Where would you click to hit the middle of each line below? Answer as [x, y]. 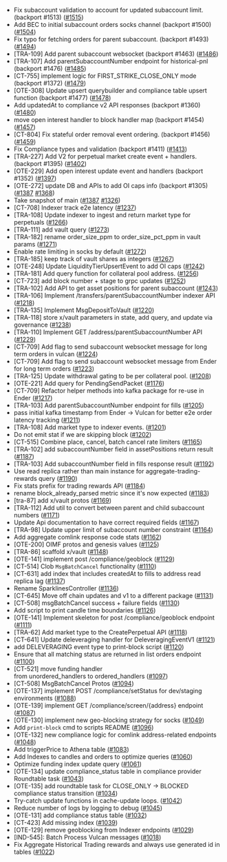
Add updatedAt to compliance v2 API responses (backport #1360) [107, 105]
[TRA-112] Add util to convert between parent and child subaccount [109, 508]
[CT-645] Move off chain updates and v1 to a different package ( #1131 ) [114, 596]
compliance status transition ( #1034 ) [66, 793]
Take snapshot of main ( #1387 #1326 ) [67, 200]
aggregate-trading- [173, 471]
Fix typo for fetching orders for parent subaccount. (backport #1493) [111, 39]
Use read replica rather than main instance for [79, 471]
